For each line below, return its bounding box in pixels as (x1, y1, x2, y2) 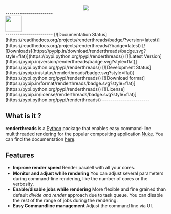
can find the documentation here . (5, 136, 76, 142)
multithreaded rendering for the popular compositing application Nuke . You (5, 131, 164, 137)
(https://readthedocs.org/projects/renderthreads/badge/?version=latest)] (5, 37, 160, 43)
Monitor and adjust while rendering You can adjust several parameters (12, 170, 164, 176)
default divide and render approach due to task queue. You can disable (12, 191, 163, 198)
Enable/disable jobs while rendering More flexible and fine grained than (12, 186, 166, 192)
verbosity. (12, 181, 34, 187)
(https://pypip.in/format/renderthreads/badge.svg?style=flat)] (5, 80, 136, 87)
